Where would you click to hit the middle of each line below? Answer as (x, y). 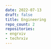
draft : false (19, 15)
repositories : (20, 29)
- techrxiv (17, 39)
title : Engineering (26, 19)
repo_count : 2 (20, 24)
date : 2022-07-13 (23, 10)
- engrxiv (16, 34)
